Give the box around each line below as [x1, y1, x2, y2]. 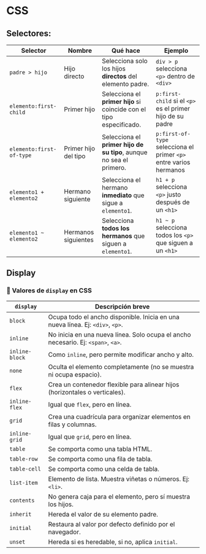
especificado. [102, 120, 141, 129]
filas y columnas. [48, 420, 97, 429]
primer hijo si [102, 98, 141, 106]
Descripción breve [94, 302, 150, 311]
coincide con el [102, 105, 146, 114]
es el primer [156, 104, 190, 112]
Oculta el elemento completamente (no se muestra [48, 362, 194, 371]
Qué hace [111, 47, 140, 55]
